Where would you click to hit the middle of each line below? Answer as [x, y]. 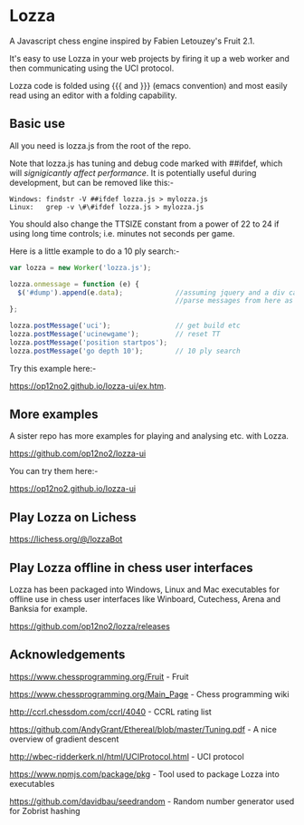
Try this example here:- [53, 368]
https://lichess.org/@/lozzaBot [66, 539]
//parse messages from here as [234, 301]
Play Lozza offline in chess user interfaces [131, 568]
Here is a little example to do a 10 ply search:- [95, 251]
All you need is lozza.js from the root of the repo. [100, 145]
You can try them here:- [54, 471]
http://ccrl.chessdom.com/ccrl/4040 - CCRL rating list [111, 712]
